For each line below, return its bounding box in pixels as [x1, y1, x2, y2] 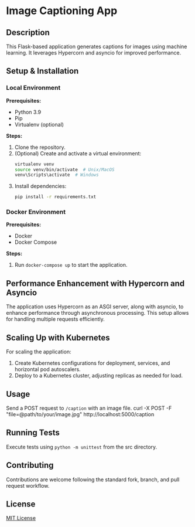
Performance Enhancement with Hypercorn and [6, 278, 185, 288]
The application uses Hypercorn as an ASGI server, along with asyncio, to [6, 303, 184, 310]
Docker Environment [6, 208, 66, 216]
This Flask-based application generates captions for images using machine [6, 43, 187, 50]
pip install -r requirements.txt [14, 194, 97, 200]
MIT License [6, 515, 36, 522]
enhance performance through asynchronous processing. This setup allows [6, 310, 189, 317]
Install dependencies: [14, 183, 67, 190]
